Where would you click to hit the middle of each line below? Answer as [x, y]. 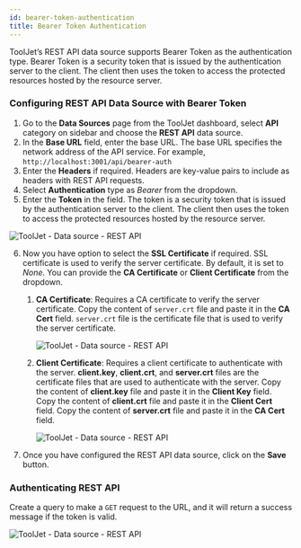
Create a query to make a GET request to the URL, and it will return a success [151, 508]
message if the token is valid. [63, 517]
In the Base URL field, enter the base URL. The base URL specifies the [152, 142]
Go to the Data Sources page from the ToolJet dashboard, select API [150, 123]
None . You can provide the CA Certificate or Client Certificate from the [155, 272]
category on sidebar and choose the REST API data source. [133, 132]
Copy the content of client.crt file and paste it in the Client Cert [154, 401]
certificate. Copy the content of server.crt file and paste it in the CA [163, 309]
